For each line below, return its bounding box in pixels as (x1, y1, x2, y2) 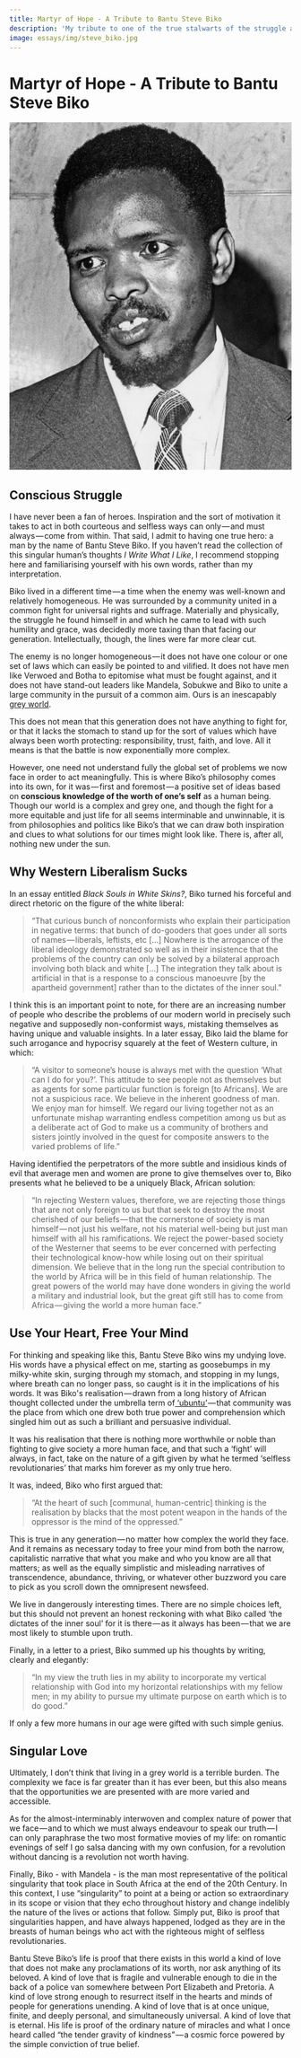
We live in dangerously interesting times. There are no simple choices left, (9, 1598, 282, 1609)
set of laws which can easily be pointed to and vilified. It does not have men (9, 661, 289, 672)
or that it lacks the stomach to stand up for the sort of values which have (9, 726, 278, 736)
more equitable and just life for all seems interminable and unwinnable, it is (9, 810, 285, 821)
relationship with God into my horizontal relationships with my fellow (30, 1681, 284, 1692)
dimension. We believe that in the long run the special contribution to (30, 1262, 286, 1272)
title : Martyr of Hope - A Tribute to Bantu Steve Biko (9, 14, 222, 23)
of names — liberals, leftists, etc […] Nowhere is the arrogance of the (30, 934, 284, 945)
